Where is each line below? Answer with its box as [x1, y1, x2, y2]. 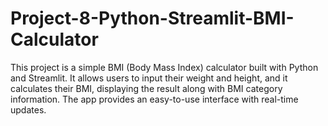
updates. [10, 103, 47, 116]
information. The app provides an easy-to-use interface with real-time [10, 93, 299, 105]
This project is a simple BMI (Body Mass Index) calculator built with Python [10, 61, 319, 73]
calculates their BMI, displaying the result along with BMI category [10, 82, 283, 94]
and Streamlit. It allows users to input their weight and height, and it [10, 72, 288, 84]
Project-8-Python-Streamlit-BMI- [10, 7, 295, 30]
